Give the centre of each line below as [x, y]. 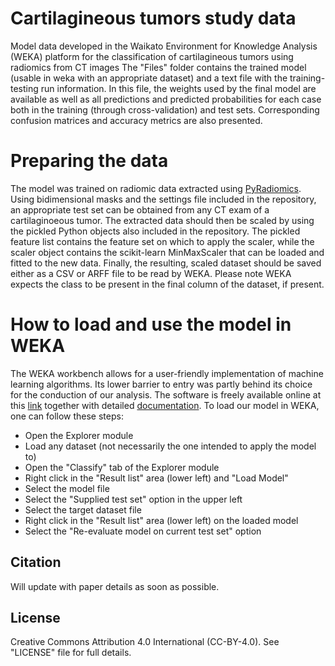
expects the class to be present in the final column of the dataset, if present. [167, 284]
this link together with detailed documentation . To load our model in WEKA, [165, 405]
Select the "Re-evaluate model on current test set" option [143, 531]
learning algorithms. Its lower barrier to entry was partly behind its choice [161, 384]
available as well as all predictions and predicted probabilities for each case [166, 99]
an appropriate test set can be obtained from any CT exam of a [140, 209]
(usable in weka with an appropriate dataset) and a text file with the [149, 78]
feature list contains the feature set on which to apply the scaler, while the [162, 241]
